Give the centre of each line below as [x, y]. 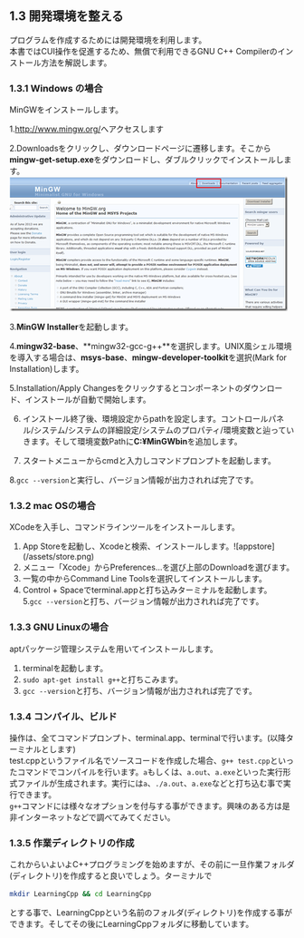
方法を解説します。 [76, 63]
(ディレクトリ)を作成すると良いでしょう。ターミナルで [111, 876]
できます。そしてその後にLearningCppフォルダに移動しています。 [132, 924]
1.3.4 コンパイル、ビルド [63, 717]
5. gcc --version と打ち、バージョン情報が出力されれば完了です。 [143, 601]
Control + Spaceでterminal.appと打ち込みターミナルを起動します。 [147, 590]
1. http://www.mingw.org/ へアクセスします [87, 129]
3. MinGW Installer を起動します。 [71, 327]
